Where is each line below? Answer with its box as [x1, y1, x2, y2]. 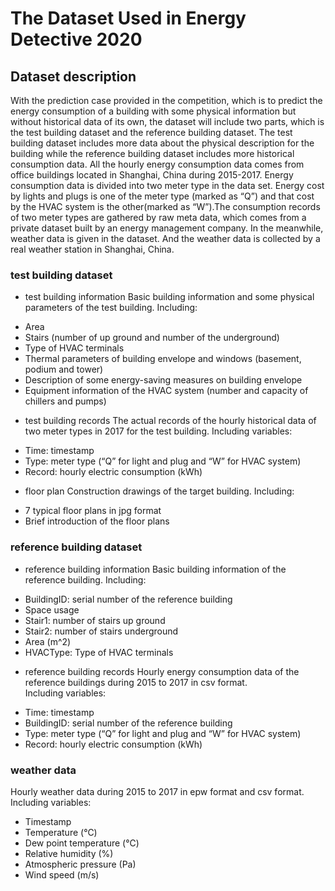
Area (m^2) [24, 635, 72, 647]
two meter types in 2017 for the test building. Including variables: [24, 425, 293, 437]
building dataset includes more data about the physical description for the [10, 137, 315, 149]
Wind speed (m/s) [24, 868, 100, 881]
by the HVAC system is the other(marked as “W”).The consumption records [10, 201, 321, 212]
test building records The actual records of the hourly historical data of [24, 415, 317, 427]
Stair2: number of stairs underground [24, 625, 179, 637]
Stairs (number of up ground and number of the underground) [24, 332, 280, 344]
